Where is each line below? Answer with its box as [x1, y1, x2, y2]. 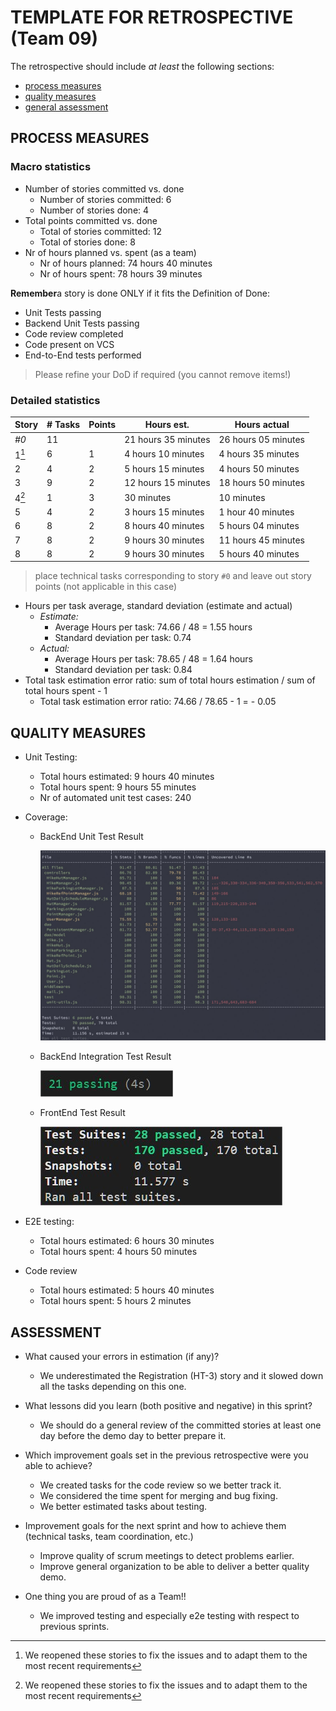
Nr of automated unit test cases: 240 [39, 792, 192, 804]
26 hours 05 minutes [218, 433, 305, 445]
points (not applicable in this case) [34, 581, 178, 593]
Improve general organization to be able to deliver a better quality [39, 1561, 310, 1573]
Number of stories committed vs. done [24, 182, 185, 195]
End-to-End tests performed [24, 349, 142, 361]
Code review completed [24, 327, 124, 340]
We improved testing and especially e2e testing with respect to [39, 1610, 300, 1622]
